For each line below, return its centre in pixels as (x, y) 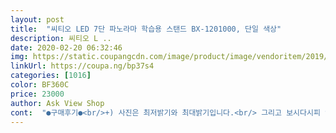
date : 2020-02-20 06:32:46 (66, 47)
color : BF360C (40, 85)
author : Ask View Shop (57, 103)
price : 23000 (37, 94)
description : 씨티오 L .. (61, 38)
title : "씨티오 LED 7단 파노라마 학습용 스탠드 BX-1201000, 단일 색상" (146, 29)
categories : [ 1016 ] (51, 76)
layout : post (37, 19)
